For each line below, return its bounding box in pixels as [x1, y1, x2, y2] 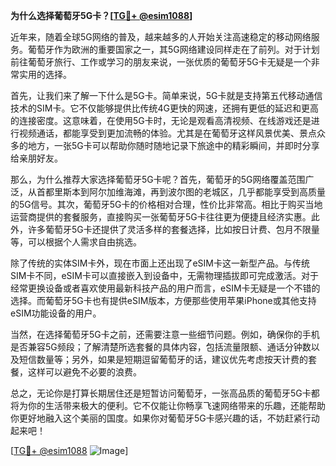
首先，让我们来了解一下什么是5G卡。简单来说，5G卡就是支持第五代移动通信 [10, 90, 323, 101]
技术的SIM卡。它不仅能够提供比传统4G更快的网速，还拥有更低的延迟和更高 [10, 102, 319, 114]
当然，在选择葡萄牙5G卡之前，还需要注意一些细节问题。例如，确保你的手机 [10, 329, 320, 340]
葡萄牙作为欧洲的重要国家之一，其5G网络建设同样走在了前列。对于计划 [27, 44, 320, 55]
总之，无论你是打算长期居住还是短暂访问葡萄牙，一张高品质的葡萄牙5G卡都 [10, 387, 320, 399]
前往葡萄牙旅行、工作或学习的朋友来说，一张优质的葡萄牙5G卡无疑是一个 [10, 56, 312, 68]
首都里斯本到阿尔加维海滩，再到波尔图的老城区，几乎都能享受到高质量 [36, 186, 326, 198]
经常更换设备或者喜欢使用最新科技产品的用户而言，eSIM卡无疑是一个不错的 [10, 282, 321, 294]
